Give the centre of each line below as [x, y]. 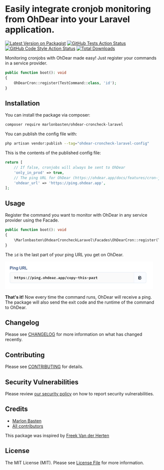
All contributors [28, 426]
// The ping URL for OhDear [42, 178]
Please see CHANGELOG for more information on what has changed [74, 334]
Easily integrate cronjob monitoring [78, 9]
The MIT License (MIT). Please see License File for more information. [74, 463]
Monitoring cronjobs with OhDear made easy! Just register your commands [81, 58]
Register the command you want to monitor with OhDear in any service [76, 215]
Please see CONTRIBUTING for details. [44, 367]
